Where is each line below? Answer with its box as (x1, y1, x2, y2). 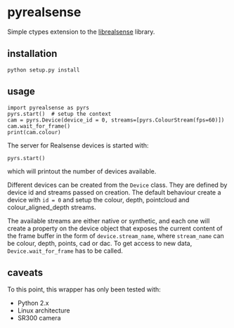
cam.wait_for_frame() (7, 122, 71, 130)
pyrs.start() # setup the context (7, 110, 112, 117)
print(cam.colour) (7, 129, 61, 136)
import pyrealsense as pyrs (7, 104, 90, 111)
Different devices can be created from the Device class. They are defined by (7, 181, 228, 189)
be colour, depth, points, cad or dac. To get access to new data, (7, 239, 193, 247)
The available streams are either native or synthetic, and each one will (7, 216, 210, 225)
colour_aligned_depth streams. (7, 203, 96, 211)
